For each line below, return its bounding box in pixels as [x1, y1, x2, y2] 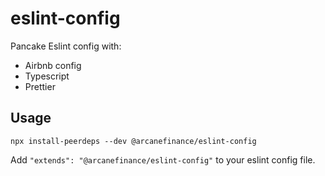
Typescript [24, 70, 70, 82]
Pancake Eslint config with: [10, 40, 122, 52]
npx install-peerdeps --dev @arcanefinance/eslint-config [10, 136, 257, 146]
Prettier [24, 80, 56, 92]
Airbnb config [24, 59, 82, 71]
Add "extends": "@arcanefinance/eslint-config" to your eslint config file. [10, 153, 316, 166]
